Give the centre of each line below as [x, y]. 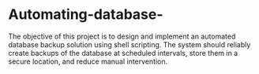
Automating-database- [86, 15]
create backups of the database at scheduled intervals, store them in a [123, 53]
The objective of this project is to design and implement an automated [122, 36]
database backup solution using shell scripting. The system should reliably [129, 44]
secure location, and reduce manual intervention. [88, 61]
